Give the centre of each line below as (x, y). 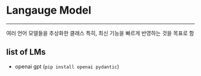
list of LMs (26, 52)
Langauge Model (49, 10)
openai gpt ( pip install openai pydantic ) (67, 66)
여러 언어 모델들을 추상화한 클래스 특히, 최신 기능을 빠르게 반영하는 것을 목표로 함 (100, 33)
